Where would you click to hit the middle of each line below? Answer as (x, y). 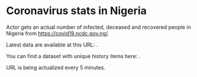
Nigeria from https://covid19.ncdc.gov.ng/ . (58, 33)
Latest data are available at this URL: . (52, 45)
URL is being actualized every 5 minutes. (56, 67)
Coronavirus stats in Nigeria (76, 11)
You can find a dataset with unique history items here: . (73, 56)
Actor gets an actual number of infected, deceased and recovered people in (98, 27)
